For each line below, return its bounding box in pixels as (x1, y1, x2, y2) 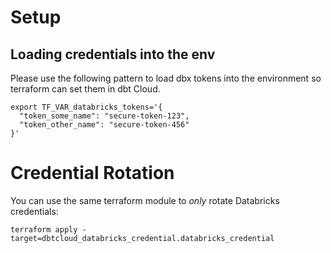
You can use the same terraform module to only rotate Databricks (10, 194, 280, 206)
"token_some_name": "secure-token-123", (19, 111, 190, 121)
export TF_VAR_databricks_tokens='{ (10, 102, 163, 112)
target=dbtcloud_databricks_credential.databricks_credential (10, 233, 275, 243)
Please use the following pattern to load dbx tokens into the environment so (10, 72, 322, 84)
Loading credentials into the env (10, 46, 216, 63)
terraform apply (10, 224, 78, 235)
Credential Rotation (10, 162, 175, 185)
